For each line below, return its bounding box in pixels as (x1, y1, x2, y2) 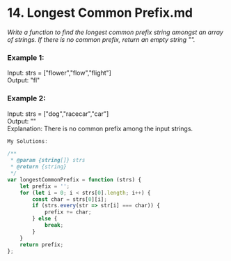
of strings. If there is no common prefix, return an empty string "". (7, 35, 196, 43)
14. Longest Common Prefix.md (7, 5, 193, 21)
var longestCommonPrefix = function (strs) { (7, 176, 141, 183)
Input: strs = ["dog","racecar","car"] (7, 110, 109, 118)
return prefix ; (19, 241, 64, 248)
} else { (32, 215, 58, 223)
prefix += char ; (44, 209, 92, 216)
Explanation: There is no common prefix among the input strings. (7, 124, 193, 133)
